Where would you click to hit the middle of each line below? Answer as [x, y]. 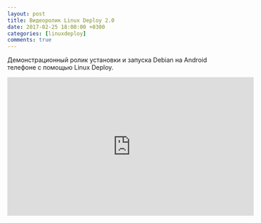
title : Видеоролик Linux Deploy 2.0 [61, 20]
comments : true [30, 40]
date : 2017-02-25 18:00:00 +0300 [56, 27]
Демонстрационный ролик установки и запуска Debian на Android [107, 60]
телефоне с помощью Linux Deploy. [61, 68]
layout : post [26, 14]
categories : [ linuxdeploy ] [47, 33]
